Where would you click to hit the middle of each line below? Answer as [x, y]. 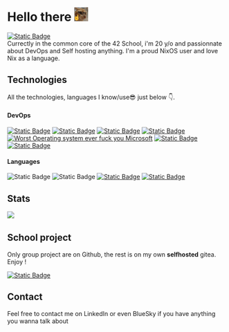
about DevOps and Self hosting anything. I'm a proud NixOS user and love [113, 50]
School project [39, 238]
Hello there [39, 17]
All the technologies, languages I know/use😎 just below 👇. [91, 97]
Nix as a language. [34, 58]
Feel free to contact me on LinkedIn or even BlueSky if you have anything [111, 313]
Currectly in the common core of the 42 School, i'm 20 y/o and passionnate [115, 43]
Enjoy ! [17, 261]
